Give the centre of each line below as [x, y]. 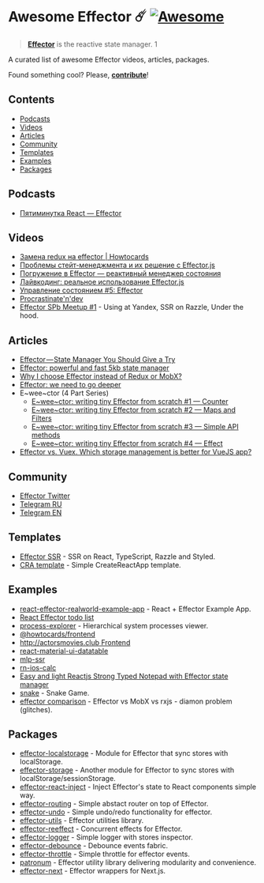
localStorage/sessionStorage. [67, 779]
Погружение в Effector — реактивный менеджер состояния [120, 274]
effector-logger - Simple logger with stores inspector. [106, 837]
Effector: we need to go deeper [70, 385]
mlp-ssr [32, 659]
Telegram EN [41, 513]
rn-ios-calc [38, 667]
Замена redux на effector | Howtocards [84, 257]
